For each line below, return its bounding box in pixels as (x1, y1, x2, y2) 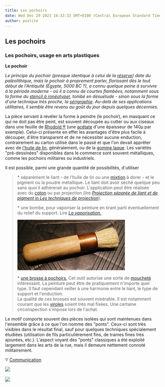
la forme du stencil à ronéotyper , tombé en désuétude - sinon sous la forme (5, 93, 159, 99)
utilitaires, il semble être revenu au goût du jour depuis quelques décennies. (5, 104, 159, 110)
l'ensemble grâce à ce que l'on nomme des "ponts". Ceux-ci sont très (5, 321, 146, 327)
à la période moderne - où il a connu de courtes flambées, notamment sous (5, 89, 159, 94)
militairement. (5, 347, 33, 354)
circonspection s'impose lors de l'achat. (17, 306, 98, 312)
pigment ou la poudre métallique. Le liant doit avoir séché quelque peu (17, 179, 160, 185)
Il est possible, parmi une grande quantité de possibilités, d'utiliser (5, 165, 139, 171)
